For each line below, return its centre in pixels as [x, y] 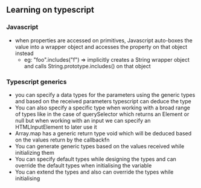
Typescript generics [37, 82]
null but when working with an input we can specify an [83, 120]
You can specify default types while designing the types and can [96, 159]
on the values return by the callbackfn [62, 140]
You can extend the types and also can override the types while [94, 172]
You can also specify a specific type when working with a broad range [102, 108]
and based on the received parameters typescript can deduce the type [103, 101]
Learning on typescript [50, 10]
